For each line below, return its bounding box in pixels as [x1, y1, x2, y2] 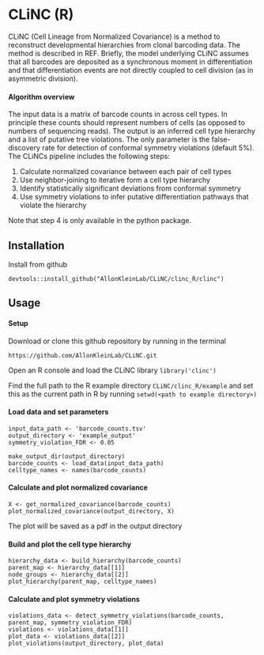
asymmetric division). [8, 74, 78, 83]
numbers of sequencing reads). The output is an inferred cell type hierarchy [8, 127, 255, 136]
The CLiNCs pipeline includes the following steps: [8, 152, 170, 161]
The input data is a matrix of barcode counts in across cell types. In [8, 109, 228, 119]
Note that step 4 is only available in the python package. [8, 216, 192, 225]
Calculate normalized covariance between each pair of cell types [19, 167, 232, 176]
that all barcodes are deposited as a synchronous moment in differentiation [8, 57, 253, 66]
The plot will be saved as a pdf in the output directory [8, 521, 183, 531]
